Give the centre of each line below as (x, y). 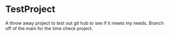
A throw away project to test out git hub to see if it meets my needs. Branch (85, 23)
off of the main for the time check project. (49, 28)
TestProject (30, 9)
